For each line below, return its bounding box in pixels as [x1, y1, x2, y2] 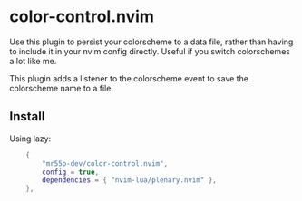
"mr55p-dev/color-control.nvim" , [42, 158, 169, 168]
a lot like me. [9, 55, 57, 66]
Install [9, 109, 45, 124]
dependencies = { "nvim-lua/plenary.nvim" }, [42, 176, 218, 185]
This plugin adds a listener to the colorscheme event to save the [9, 72, 249, 83]
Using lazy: [9, 133, 52, 144]
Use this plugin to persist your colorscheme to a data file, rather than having [9, 36, 294, 47]
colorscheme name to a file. [9, 82, 113, 93]
